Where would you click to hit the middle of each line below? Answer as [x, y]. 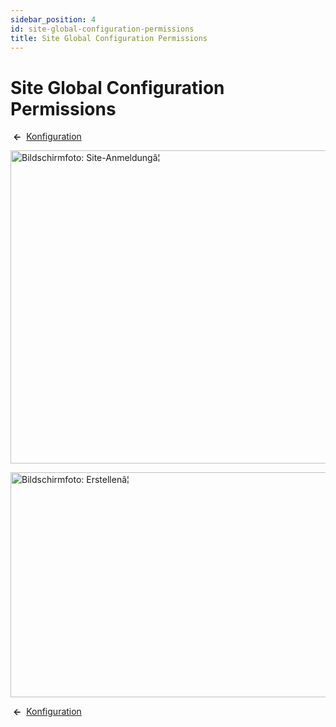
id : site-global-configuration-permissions [102, 29]
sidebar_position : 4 [53, 19]
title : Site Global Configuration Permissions [109, 38]
